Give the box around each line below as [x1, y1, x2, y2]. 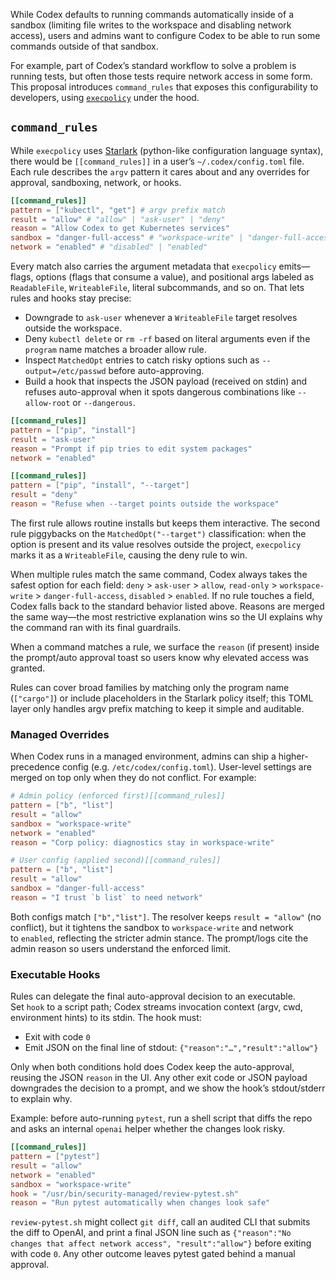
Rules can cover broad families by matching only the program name [10, 681, 290, 693]
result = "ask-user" [10, 434, 97, 444]
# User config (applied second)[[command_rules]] [10, 855, 222, 866]
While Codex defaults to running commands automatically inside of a [10, 9, 294, 20]
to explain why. [10, 1093, 73, 1105]
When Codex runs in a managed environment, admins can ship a [10, 750, 277, 763]
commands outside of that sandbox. [10, 40, 159, 52]
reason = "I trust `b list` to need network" [10, 892, 203, 903]
